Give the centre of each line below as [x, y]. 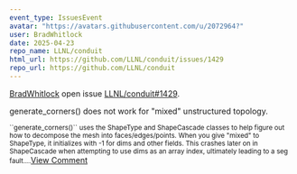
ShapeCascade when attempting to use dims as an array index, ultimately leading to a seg [149, 151]
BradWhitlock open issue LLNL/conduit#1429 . [95, 93]
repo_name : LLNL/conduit [56, 51]
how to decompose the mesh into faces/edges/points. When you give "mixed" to [135, 135]
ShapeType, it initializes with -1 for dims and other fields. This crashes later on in [134, 143]
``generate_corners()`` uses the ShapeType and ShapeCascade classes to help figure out [147, 127]
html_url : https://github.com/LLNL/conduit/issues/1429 [116, 60]
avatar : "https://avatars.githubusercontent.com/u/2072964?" [127, 26]
